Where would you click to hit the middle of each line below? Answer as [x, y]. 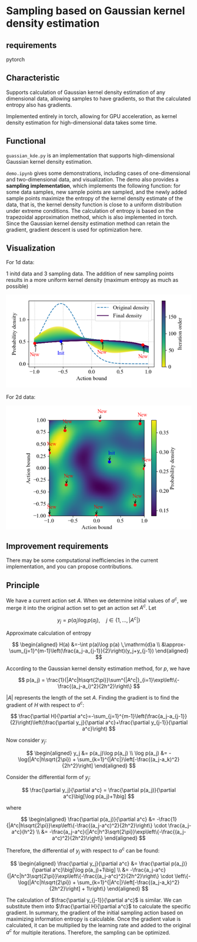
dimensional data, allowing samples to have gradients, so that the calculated [98, 98]
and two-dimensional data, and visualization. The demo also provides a [92, 179]
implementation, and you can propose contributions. [70, 567]
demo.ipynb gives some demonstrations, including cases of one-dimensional [98, 173]
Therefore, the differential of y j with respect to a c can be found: [83, 851]
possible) [17, 286]
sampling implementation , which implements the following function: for [93, 186]
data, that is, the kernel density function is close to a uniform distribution [94, 204]
